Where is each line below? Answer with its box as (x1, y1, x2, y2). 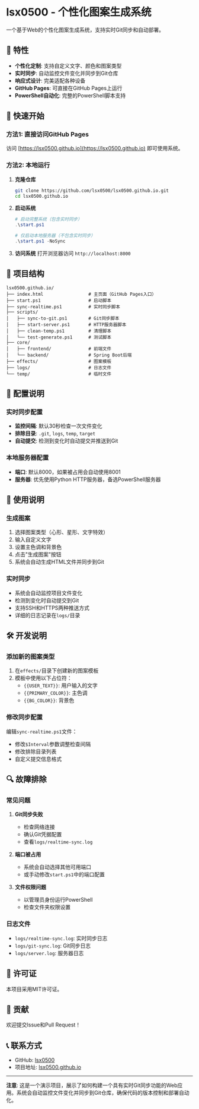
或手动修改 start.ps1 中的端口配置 (23, 871, 105, 878)
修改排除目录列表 (14, 748, 57, 755)
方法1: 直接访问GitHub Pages (6, 130, 89, 138)
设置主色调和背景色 (14, 544, 62, 551)
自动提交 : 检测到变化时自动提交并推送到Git (14, 437, 118, 444)
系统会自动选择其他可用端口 (23, 864, 92, 871)
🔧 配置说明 (6, 388, 44, 399)
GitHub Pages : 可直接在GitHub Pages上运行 (14, 84, 123, 91)
